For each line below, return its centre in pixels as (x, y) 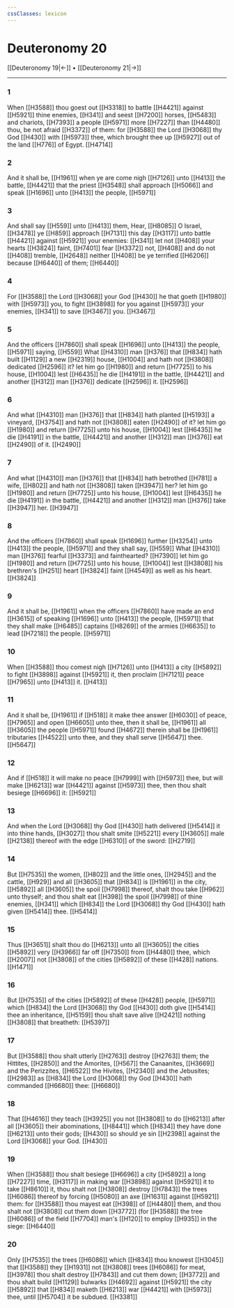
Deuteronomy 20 (57, 48)
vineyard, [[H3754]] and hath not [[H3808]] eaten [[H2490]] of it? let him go (117, 422)
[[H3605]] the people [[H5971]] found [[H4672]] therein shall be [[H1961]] (112, 730)
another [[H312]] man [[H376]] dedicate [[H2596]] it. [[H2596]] (98, 382)
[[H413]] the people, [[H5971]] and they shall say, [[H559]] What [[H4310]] (114, 548)
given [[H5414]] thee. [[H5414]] (52, 911)
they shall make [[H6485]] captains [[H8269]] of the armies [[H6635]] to (111, 626)
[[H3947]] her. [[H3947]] (43, 508)
